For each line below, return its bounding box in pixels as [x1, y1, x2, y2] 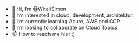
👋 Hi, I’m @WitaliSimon [11, 6, 67, 12]
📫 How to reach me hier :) [11, 31, 76, 37]
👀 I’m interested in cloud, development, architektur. [11, 12, 134, 19]
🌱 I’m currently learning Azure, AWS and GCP [11, 18, 120, 24]
